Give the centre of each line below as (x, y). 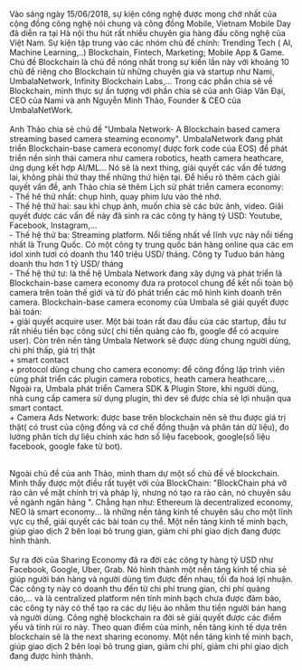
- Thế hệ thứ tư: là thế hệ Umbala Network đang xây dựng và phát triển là (146, 273)
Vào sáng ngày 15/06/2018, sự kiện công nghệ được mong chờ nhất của (143, 14)
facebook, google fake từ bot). (66, 446)
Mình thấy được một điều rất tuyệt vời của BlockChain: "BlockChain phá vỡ (148, 483)
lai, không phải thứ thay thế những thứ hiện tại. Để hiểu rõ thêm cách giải (145, 177)
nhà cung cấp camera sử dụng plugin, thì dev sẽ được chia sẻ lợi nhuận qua (151, 398)
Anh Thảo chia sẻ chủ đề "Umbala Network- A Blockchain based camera (145, 129)
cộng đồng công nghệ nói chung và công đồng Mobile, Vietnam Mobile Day (151, 24)
